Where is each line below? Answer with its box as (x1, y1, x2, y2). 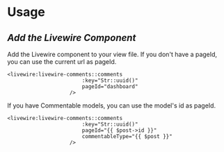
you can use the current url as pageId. (7, 58, 117, 66)
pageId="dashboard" (81, 83, 138, 90)
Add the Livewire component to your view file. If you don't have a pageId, (7, 50, 218, 58)
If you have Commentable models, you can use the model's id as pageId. (7, 101, 216, 110)
